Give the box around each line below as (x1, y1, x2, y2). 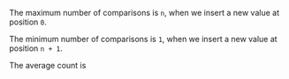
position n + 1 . (9, 43, 64, 54)
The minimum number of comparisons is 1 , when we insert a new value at (9, 34, 278, 44)
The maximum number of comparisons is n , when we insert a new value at (9, 8, 280, 18)
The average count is (9, 61, 87, 70)
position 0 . (9, 17, 47, 27)
